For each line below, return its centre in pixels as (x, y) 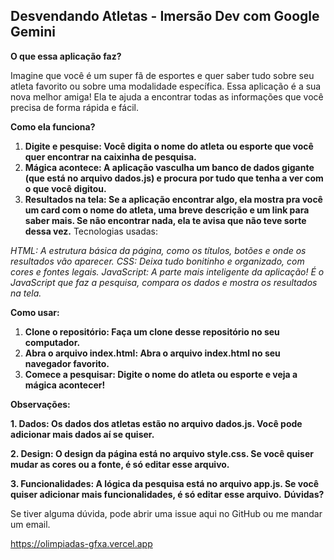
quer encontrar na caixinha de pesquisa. (110, 156)
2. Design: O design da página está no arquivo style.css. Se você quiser (162, 453)
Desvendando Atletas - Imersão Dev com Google (165, 16)
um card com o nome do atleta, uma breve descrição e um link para (167, 210)
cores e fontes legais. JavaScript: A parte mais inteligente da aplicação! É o (167, 271)
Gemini (33, 32)
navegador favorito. (67, 363)
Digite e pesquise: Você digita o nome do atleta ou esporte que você (169, 146)
